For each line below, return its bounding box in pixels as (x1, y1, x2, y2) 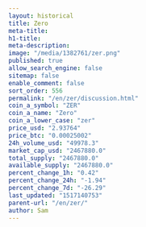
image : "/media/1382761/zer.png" (8, 49, 121, 57)
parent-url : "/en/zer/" (8, 199, 89, 207)
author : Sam (8, 206, 48, 214)
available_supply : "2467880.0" (8, 162, 114, 170)
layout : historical (8, 11, 74, 20)
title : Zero (8, 19, 48, 27)
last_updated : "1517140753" (8, 191, 103, 200)
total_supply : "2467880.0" (8, 154, 99, 162)
